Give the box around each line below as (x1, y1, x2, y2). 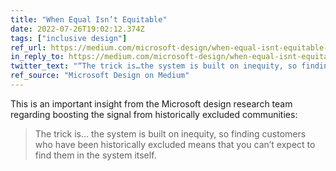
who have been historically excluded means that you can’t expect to (34, 138, 316, 150)
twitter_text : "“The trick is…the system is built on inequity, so (10, 61, 298, 71)
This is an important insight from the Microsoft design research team (10, 97, 293, 110)
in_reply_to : (10, 52, 65, 62)
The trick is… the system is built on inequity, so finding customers (34, 127, 307, 140)
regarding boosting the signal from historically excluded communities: (10, 108, 298, 120)
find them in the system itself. (34, 149, 157, 161)
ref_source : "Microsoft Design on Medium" (10, 71, 190, 81)
